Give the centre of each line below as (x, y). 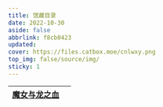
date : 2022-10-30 (36, 23)
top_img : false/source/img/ (54, 60)
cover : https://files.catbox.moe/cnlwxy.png (82, 52)
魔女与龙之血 (36, 94)
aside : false (29, 30)
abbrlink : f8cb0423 (40, 37)
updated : (22, 45)
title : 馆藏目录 (32, 15)
